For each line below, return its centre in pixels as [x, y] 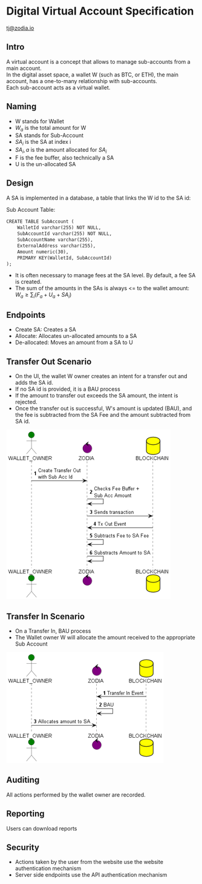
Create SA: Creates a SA [46, 329]
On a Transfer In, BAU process [53, 631]
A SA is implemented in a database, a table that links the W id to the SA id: [99, 198]
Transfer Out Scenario [49, 361]
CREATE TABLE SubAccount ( [40, 221]
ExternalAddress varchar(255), [57, 246]
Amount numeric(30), [43, 252]
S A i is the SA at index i [43, 143]
